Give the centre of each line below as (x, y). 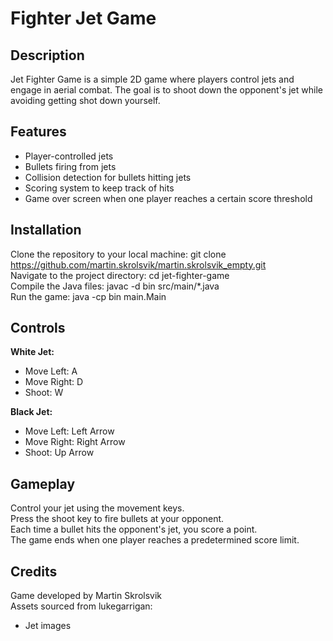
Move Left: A (51, 371)
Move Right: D (54, 382)
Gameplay (43, 483)
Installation (46, 230)
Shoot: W (44, 393)
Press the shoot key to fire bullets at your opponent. (117, 519)
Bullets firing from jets (70, 166)
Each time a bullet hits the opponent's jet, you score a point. (134, 529)
